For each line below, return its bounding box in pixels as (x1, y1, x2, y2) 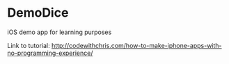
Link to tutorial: (7, 41, 50, 49)
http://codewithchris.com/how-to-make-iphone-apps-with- (51, 41, 222, 49)
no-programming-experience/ (7, 49, 93, 57)
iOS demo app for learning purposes (7, 28, 112, 36)
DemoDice (7, 5, 69, 21)
